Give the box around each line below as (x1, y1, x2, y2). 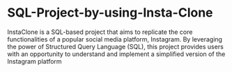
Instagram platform (7, 57, 62, 65)
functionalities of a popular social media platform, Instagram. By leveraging (7, 35, 223, 43)
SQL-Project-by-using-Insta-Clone (7, 5, 214, 21)
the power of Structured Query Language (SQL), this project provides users (7, 42, 224, 51)
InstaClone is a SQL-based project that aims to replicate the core (7, 28, 193, 36)
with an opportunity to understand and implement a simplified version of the (7, 50, 226, 58)
